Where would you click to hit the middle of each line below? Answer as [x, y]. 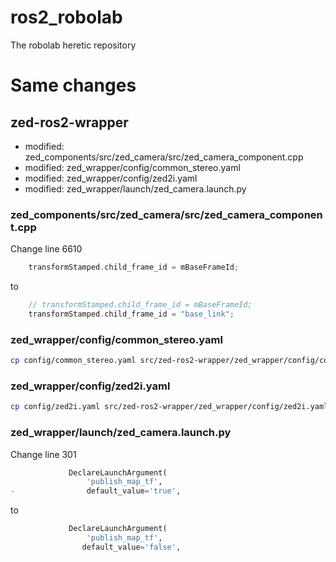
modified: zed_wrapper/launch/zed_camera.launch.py [135, 188]
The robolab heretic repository [73, 45]
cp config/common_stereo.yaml [73, 361]
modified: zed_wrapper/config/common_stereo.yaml [132, 167]
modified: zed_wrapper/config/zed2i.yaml [111, 178]
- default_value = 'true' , [96, 491]
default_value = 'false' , [131, 547]
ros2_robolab [66, 17]
